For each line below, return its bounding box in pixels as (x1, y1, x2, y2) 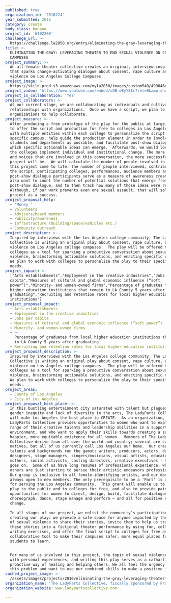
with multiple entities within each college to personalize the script (10, 131, 165, 136)
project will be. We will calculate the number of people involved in (10, 159, 165, 164)
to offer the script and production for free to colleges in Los (10, 126, 152, 131)
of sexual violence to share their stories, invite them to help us (10, 520, 158, 525)
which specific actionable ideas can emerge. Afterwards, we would (10, 145, 158, 150)
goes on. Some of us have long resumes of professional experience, (10, 463, 160, 468)
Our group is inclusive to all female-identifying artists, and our (10, 472, 158, 478)
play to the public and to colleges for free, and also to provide (10, 487, 156, 492)
